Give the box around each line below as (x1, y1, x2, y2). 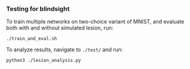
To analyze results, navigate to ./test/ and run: (6, 46, 123, 53)
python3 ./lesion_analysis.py (6, 58, 82, 64)
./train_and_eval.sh (6, 36, 58, 42)
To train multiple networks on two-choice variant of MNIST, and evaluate (6, 18, 185, 25)
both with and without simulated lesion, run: (6, 24, 114, 31)
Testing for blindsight (6, 5, 70, 13)
